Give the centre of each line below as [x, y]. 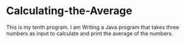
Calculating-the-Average [69, 11]
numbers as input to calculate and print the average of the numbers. [90, 33]
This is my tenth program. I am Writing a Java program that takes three [93, 27]
